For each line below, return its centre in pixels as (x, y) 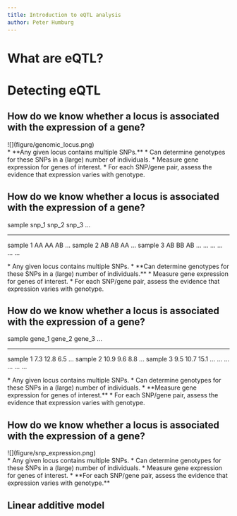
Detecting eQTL (54, 90)
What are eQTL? (55, 58)
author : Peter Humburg (41, 22)
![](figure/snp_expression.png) (52, 453)
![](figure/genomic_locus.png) (51, 144)
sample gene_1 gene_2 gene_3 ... (55, 339)
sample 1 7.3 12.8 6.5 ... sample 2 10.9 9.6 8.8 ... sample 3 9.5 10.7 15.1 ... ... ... (119, 359)
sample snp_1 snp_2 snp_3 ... (49, 224)
